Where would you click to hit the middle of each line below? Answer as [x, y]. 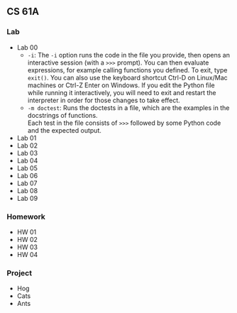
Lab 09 [27, 198]
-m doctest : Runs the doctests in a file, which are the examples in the [128, 108]
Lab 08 [27, 190]
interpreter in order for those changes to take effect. [104, 100]
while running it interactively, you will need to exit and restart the [122, 92]
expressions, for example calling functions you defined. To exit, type [127, 70]
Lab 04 [27, 160]
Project [20, 273]
